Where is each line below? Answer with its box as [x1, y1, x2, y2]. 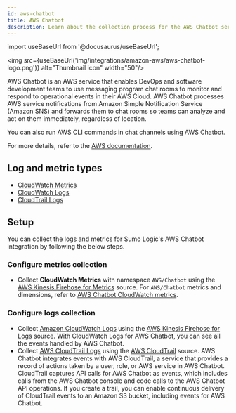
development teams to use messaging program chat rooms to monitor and [7, 85, 223, 93]
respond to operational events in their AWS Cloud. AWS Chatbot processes [7, 92, 225, 100]
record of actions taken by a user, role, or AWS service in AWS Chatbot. [17, 361, 225, 369]
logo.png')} [7, 64, 40, 72]
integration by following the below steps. [7, 242, 125, 250]
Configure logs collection [7, 308, 96, 318]
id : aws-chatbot [7, 10, 55, 18]
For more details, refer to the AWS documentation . [7, 142, 153, 150]
